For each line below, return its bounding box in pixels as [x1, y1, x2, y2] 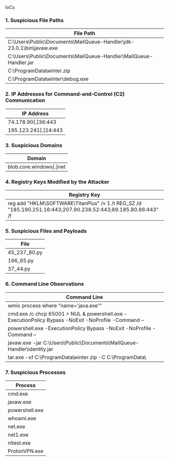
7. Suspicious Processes [5, 369, 66, 376]
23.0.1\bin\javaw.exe [8, 45, 58, 52]
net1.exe [8, 431, 29, 438]
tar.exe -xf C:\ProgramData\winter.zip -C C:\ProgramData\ [8, 354, 147, 361]
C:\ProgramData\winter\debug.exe [8, 76, 89, 83]
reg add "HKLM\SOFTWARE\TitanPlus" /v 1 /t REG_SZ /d [8, 200, 142, 207]
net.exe [8, 423, 25, 430]
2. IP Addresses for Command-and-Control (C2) [5, 91, 125, 98]
